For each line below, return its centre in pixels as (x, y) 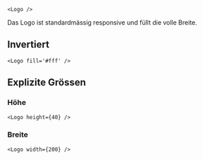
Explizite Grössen (47, 83)
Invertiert (28, 45)
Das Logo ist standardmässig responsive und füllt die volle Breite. (102, 23)
